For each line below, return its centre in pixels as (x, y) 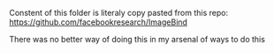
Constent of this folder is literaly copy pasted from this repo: (118, 13)
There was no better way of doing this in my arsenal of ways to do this (137, 39)
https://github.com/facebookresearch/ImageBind (99, 22)
